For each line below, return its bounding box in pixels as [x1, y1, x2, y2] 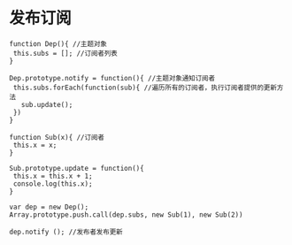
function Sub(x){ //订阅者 [9, 133, 104, 142]
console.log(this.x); [12, 179, 93, 188]
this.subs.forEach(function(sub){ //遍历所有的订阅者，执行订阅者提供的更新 [12, 83, 277, 92]
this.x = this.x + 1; [12, 172, 93, 180]
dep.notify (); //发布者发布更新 [9, 227, 123, 236]
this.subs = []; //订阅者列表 [12, 49, 118, 57]
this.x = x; [12, 141, 58, 149]
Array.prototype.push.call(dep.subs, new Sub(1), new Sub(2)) [9, 210, 243, 219]
